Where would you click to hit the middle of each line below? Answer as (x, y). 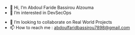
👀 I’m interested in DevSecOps (40, 13)
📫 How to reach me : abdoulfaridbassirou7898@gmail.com (70, 27)
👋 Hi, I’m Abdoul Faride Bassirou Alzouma (52, 8)
